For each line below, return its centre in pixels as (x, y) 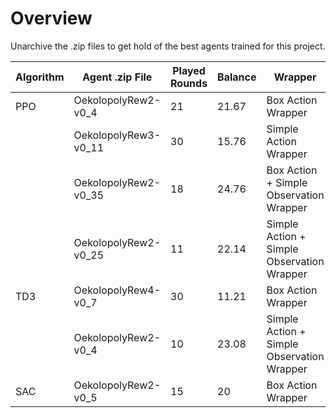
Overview (51, 18)
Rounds (189, 83)
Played (189, 70)
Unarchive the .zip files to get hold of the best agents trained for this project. (168, 46)
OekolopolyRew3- (117, 135)
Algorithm (40, 77)
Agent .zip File (117, 77)
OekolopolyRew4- (117, 290)
